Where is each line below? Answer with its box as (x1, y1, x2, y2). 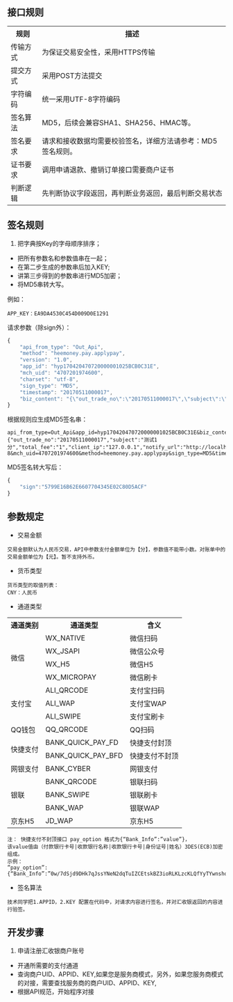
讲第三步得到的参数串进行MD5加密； (17, 271, 123, 280)
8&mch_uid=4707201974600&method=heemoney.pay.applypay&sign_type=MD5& (7, 450, 216, 457)
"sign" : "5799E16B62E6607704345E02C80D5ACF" (19, 483, 148, 491)
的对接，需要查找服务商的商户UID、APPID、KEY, (17, 978, 157, 987)
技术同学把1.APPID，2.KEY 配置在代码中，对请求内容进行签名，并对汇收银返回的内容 (7, 898, 218, 905)
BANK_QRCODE (45, 776, 97, 786)
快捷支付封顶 (129, 737, 172, 747)
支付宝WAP (129, 698, 166, 708)
